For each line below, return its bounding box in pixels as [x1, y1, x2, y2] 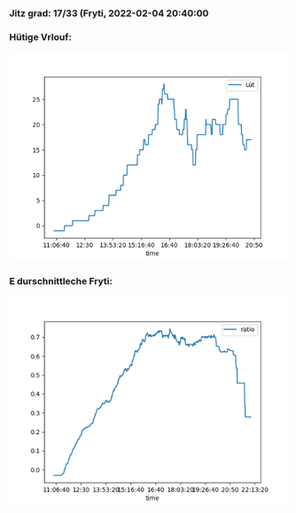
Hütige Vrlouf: [9, 30, 73, 43]
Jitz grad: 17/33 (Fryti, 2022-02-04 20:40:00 [9, 7, 209, 20]
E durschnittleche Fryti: [9, 275, 113, 288]
